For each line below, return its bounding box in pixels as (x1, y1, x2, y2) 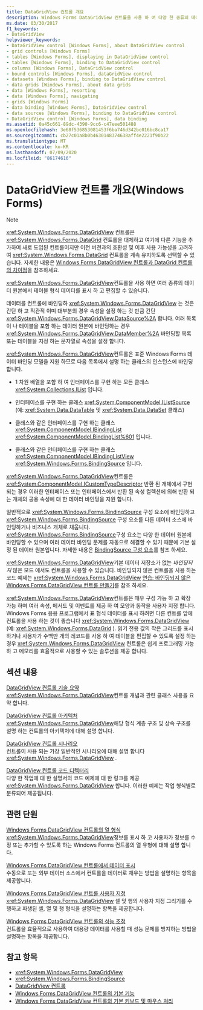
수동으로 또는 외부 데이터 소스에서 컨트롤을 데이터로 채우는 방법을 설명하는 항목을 (6, 869, 197, 876)
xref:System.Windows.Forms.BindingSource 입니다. (14, 460, 143, 468)
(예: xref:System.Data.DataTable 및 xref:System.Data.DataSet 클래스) (14, 406, 185, 414)
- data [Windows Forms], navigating (6, 93, 98, 99)
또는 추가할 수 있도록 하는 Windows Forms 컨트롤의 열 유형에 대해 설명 (12, 841, 180, 849)
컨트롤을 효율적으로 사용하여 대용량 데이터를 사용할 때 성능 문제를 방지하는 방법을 (6, 925, 197, 932)
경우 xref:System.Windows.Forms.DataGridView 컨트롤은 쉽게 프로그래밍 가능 (6, 640, 195, 647)
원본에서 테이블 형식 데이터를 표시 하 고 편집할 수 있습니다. (12, 287, 150, 294)
